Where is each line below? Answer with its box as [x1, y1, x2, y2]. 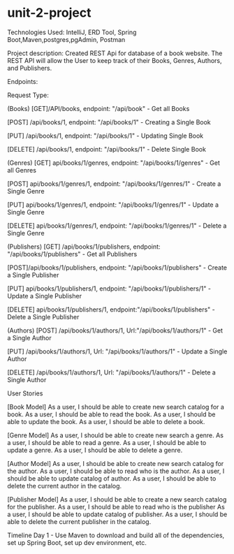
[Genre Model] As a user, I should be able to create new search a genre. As [7, 431, 224, 439]
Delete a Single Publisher [7, 312, 80, 321]
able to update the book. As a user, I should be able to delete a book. [7, 417, 205, 425]
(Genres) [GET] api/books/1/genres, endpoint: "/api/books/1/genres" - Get [7, 159, 220, 167]
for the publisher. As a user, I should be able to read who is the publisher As [7, 502, 225, 511]
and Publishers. [7, 64, 52, 72]
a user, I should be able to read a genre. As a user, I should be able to [7, 438, 207, 446]
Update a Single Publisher [7, 291, 82, 300]
